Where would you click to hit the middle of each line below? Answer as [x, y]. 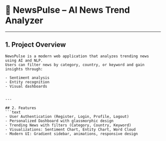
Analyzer [24, 20]
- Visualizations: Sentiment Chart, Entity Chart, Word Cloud [70, 129]
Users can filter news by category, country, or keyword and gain [75, 65]
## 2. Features [21, 108]
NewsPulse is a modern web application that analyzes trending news [77, 56]
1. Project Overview [36, 45]
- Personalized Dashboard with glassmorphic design [59, 121]
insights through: [24, 69]
